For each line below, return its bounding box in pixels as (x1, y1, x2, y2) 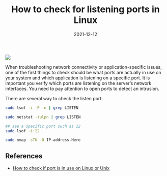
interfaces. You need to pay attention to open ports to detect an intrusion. (5, 85, 159, 92)
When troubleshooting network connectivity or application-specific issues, (5, 64, 162, 70)
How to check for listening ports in (11, 4, 160, 15)
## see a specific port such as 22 (5, 124, 81, 129)
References (5, 152, 43, 160)
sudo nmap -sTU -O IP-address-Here (5, 137, 81, 143)
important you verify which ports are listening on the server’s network (5, 80, 152, 86)
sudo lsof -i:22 (5, 128, 40, 133)
